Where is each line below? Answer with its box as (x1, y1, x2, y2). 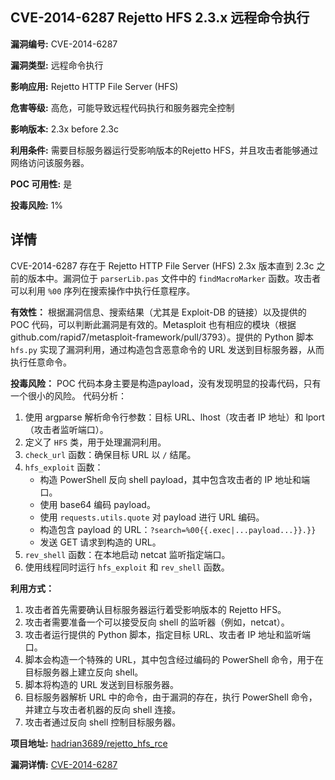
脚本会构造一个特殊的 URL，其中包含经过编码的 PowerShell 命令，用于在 (24, 653, 324, 665)
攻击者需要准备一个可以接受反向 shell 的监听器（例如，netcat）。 (24, 616, 290, 628)
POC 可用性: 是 (10, 178, 73, 190)
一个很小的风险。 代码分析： (10, 389, 127, 402)
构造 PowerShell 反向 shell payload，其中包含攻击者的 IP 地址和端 (39, 473, 311, 485)
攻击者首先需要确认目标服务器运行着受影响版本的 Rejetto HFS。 (24, 603, 287, 615)
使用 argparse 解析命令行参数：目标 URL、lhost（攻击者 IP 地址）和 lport (24, 411, 325, 423)
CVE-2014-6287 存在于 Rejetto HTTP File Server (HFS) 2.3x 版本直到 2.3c (10, 259, 315, 272)
